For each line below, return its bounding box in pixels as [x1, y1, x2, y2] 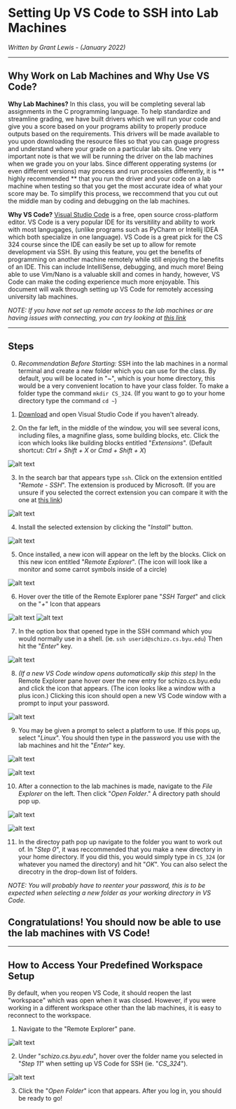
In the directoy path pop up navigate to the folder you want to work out [18, 837, 223, 846]
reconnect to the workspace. [8, 1011, 92, 1020]
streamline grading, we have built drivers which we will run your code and [8, 114, 221, 123]
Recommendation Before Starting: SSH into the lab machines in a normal [18, 359, 228, 367]
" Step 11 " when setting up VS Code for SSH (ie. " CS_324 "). [18, 1059, 188, 1068]
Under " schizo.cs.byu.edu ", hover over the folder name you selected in [18, 1052, 223, 1061]
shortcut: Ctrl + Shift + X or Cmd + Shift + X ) [18, 446, 146, 454]
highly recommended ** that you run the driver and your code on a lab [8, 174, 211, 183]
